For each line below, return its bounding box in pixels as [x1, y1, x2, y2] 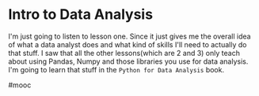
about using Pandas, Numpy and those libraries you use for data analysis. [8, 57, 249, 66]
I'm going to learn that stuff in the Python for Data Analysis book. [8, 65, 224, 74]
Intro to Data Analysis [8, 6, 153, 24]
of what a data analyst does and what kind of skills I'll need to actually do [8, 39, 247, 49]
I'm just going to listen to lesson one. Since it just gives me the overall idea [8, 31, 251, 41]
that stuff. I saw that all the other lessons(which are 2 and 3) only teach [8, 48, 240, 57]
